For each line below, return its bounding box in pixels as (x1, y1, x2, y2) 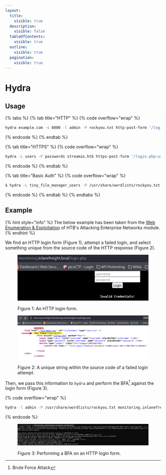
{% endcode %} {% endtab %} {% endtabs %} (5, 192, 100, 198)
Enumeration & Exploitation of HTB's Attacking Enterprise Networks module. (5, 225, 161, 231)
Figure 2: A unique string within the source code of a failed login (17, 364, 148, 370)
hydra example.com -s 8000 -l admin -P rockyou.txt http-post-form (5, 125, 147, 130)
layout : (5, 8, 21, 13)
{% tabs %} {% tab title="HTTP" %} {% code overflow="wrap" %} (5, 115, 140, 121)
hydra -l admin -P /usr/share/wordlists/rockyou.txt (5, 405, 116, 410)
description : (9, 24, 37, 29)
